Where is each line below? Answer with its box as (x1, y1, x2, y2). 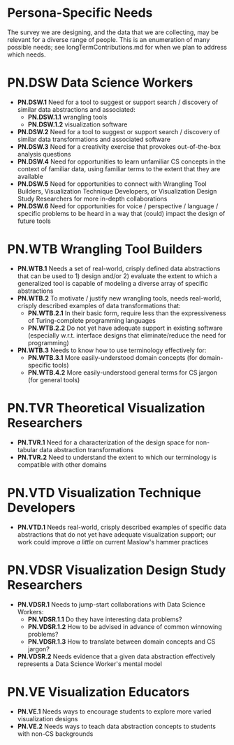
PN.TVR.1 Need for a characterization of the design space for (17, 438, 194, 447)
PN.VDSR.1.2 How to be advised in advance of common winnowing (27, 622, 222, 630)
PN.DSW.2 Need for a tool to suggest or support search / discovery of (17, 127, 220, 136)
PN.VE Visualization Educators (7, 683, 190, 700)
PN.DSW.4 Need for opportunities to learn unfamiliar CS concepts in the (17, 157, 226, 166)
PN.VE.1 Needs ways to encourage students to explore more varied (17, 707, 212, 716)
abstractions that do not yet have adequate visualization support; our (17, 530, 217, 539)
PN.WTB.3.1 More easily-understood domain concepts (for (27, 353, 198, 361)
